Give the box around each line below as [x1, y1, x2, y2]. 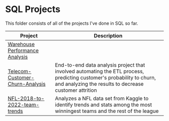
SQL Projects [5, 4, 61, 15]
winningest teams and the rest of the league [55, 107, 159, 114]
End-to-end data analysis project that [55, 62, 145, 69]
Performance [8, 47, 39, 54]
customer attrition [55, 87, 97, 94]
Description [94, 32, 123, 39]
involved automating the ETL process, [55, 68, 144, 75]
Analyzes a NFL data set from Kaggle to [55, 95, 149, 102]
